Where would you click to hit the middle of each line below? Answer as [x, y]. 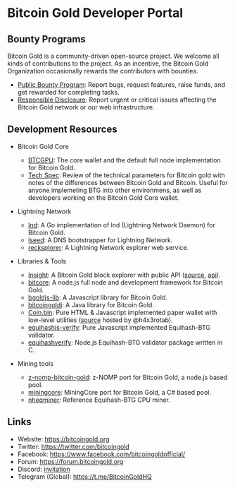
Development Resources [62, 130]
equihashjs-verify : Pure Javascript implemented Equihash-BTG [119, 327]
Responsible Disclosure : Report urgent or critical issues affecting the [117, 100]
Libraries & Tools [42, 261]
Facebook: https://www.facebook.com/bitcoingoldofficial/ [101, 454]
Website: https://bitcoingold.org [63, 439]
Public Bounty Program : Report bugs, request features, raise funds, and [121, 85]
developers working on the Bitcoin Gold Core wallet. [103, 197]
